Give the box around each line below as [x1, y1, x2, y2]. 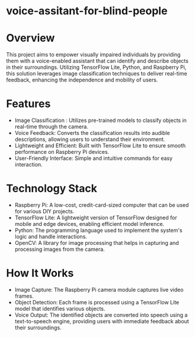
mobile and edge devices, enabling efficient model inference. [14, 221, 165, 227]
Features [6, 97, 51, 111]
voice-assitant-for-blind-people [6, 4, 168, 18]
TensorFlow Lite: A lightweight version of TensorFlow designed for [14, 214, 177, 221]
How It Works [6, 266, 74, 280]
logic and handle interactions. [14, 233, 88, 240]
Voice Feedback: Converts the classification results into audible [14, 130, 170, 137]
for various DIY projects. [14, 208, 75, 215]
